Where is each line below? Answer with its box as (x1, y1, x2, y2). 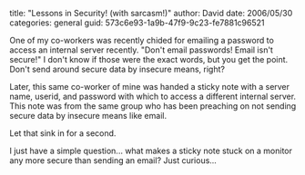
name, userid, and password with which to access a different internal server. (9, 91, 297, 102)
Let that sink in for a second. (9, 128, 117, 139)
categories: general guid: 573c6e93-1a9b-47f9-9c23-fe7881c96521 (9, 17, 265, 28)
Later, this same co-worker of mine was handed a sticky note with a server (9, 82, 290, 92)
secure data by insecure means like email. (9, 111, 167, 121)
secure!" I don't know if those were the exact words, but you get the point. (9, 54, 289, 64)
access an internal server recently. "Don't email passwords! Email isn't (9, 44, 273, 55)
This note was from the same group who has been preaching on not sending (9, 101, 297, 112)
